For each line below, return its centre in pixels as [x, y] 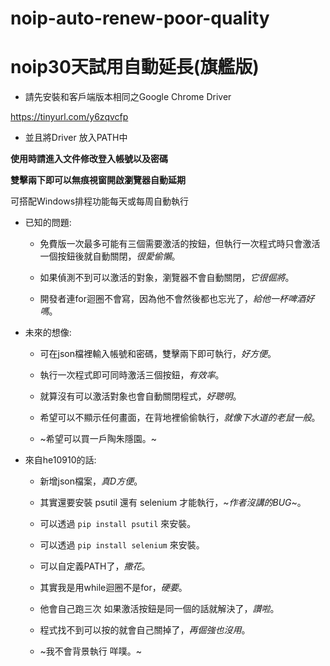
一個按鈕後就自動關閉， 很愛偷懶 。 [110, 256]
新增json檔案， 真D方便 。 [91, 481]
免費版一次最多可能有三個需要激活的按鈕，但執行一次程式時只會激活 [180, 244]
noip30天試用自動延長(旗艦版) [135, 67]
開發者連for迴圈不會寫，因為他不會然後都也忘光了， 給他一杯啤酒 [173, 299]
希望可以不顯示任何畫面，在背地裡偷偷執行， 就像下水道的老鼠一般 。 [180, 418]
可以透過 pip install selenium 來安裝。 [122, 545]
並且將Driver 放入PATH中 [76, 138]
